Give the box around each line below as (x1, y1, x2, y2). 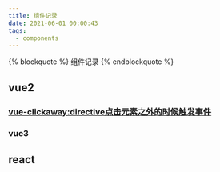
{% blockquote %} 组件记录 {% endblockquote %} (8, 57, 174, 66)
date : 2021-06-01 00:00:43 (8, 19, 98, 27)
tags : (8, 26, 26, 34)
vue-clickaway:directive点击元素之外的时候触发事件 (8, 106, 212, 117)
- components (15, 34, 59, 42)
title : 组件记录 (8, 11, 58, 20)
